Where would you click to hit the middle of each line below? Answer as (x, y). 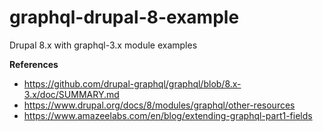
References (34, 64)
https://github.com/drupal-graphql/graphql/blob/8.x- (132, 83)
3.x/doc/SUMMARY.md (71, 94)
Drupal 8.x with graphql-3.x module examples (103, 45)
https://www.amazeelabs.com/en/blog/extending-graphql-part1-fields (168, 115)
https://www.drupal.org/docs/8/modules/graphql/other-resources (159, 105)
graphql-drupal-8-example (124, 17)
